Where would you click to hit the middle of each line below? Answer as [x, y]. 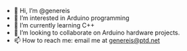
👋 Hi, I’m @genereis [42, 11]
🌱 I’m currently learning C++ [54, 25]
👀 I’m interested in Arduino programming [71, 18]
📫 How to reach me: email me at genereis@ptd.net [87, 40]
